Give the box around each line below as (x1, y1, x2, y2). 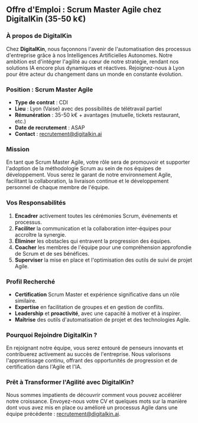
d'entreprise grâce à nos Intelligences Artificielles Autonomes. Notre (6, 52, 173, 59)
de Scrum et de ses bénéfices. (14, 250, 90, 257)
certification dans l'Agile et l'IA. (6, 363, 82, 370)
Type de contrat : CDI (14, 98, 69, 106)
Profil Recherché (6, 277, 55, 285)
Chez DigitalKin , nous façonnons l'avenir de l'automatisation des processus (6, 45, 191, 52)
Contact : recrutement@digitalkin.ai (14, 130, 102, 137)
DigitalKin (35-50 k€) (6, 14, 86, 24)
